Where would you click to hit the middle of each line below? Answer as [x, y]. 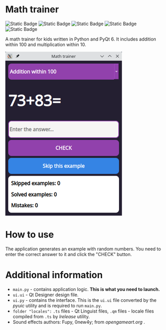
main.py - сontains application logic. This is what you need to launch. [86, 289]
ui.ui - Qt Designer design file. [45, 295]
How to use [30, 235]
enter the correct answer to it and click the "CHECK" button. [68, 254]
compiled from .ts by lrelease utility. [51, 316]
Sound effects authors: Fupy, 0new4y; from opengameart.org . [79, 322]
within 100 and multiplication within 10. [46, 44]
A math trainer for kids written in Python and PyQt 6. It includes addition [81, 39]
